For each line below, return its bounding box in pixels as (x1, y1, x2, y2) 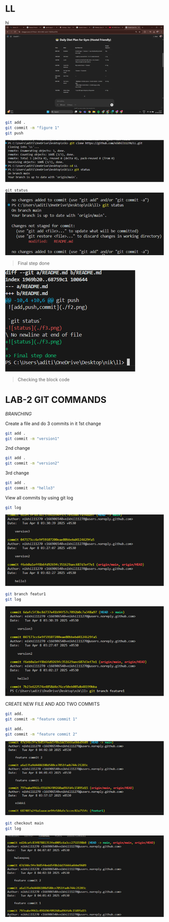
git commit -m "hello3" (5, 486, 55, 491)
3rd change (5, 470, 29, 476)
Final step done (17, 260, 50, 266)
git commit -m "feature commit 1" (5, 717, 78, 722)
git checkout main (5, 821, 44, 826)
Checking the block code (17, 376, 70, 382)
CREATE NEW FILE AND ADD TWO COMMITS (5, 701, 100, 707)
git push (5, 131, 24, 136)
